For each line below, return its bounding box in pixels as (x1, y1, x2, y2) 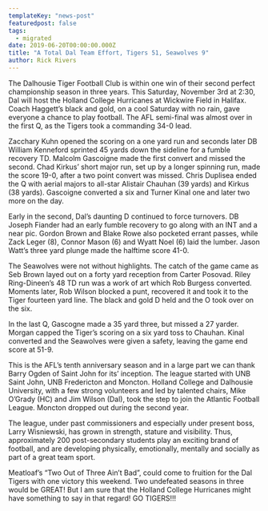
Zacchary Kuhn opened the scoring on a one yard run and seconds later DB (8, 136, 258, 146)
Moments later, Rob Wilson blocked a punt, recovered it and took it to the (8, 286, 249, 296)
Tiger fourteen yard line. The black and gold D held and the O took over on (8, 295, 254, 304)
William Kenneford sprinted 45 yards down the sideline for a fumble (8, 145, 230, 155)
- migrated (15, 34, 52, 42)
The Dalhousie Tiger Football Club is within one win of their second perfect (8, 78, 256, 88)
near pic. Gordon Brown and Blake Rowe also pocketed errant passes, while (8, 228, 258, 238)
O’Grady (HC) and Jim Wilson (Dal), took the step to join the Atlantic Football (8, 394, 260, 404)
